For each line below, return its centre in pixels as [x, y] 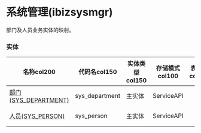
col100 [168, 76]
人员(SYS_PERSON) [37, 116]
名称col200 [39, 72]
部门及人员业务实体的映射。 [40, 30]
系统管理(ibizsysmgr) [60, 12]
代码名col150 [98, 72]
